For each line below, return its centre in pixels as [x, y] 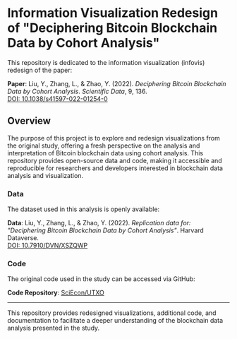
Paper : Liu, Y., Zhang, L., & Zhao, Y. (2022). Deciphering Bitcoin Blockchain [117, 83]
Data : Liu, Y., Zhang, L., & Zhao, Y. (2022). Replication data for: [99, 223]
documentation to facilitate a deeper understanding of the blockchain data [115, 321]
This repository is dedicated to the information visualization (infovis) [106, 62]
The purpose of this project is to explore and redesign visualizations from [114, 138]
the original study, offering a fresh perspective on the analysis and [104, 145]
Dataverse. [23, 238]
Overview [29, 121]
